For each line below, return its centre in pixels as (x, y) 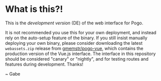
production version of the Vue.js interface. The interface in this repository (80, 54)
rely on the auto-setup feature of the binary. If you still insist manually (76, 38)
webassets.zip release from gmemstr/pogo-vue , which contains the (74, 48)
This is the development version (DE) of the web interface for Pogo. (74, 23)
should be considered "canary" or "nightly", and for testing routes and (77, 59)
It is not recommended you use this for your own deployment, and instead (81, 32)
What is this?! (34, 9)
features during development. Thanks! (44, 64)
